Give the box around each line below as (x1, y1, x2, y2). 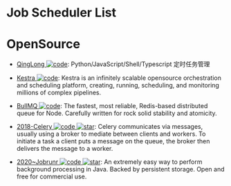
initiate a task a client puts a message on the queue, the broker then (16, 137, 210, 145)
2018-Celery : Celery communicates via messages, (16, 123, 203, 131)
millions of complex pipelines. (16, 88, 102, 97)
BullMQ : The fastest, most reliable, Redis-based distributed (16, 102, 208, 110)
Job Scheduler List (6, 5, 117, 21)
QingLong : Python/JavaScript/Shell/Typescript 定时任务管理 (16, 60, 210, 68)
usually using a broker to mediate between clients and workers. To (16, 130, 206, 138)
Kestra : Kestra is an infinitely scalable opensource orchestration (16, 74, 222, 82)
